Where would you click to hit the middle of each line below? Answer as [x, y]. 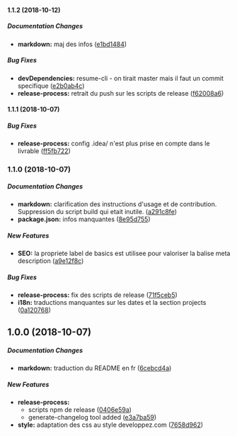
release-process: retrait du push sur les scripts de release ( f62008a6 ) [121, 93]
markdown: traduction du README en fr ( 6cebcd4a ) [94, 368]
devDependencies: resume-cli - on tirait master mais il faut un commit [121, 78]
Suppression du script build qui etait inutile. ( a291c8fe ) [97, 211]
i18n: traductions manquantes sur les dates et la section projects [112, 302]
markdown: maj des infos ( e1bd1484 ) [72, 44]
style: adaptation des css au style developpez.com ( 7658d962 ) [110, 425]
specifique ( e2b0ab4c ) [51, 86]
